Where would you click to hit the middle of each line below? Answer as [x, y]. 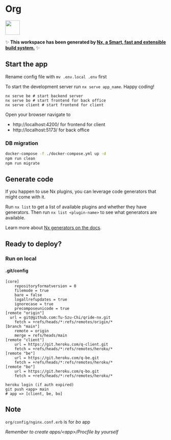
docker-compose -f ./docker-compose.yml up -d [56, 154]
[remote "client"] [25, 340]
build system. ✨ [22, 48]
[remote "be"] [20, 353]
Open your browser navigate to [38, 114]
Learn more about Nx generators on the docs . [54, 228]
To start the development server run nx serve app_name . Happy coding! [80, 86]
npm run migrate [22, 163]
